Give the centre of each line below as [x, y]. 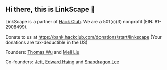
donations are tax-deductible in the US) [46, 42]
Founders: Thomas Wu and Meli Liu [42, 52]
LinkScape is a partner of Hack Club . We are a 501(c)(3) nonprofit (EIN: [79, 21]
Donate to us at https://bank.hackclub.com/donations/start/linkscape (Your [83, 37]
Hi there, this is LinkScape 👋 [50, 9]
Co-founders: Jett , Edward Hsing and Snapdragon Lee [62, 62]
